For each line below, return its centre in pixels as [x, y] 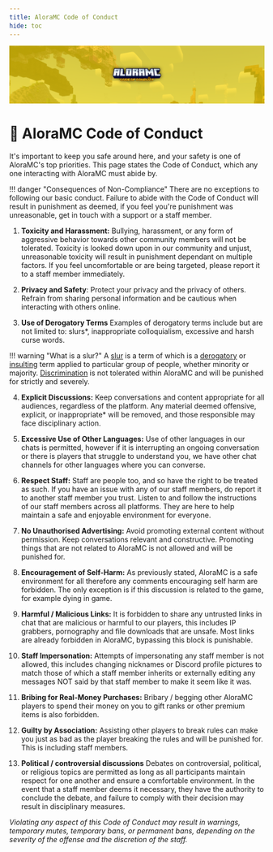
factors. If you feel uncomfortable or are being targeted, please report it [140, 266]
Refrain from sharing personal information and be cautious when [129, 298]
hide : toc [26, 26]
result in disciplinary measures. [73, 807]
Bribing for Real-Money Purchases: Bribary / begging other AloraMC [137, 698]
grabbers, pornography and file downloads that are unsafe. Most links [137, 631]
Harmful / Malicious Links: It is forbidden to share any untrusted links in [141, 614]
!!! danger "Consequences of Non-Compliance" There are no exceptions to [134, 189]
